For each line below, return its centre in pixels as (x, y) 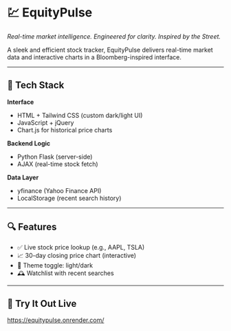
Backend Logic (29, 143)
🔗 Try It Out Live (42, 303)
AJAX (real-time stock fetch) (57, 164)
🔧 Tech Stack (36, 85)
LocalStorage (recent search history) (69, 198)
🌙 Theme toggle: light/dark (55, 265)
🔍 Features (32, 227)
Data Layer (23, 177)
